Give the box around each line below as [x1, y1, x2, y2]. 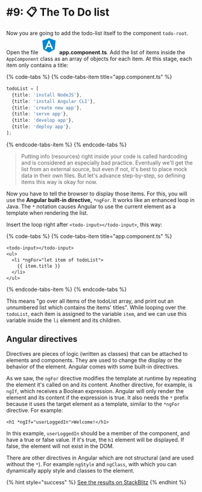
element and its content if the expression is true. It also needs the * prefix [6, 394, 189, 401]
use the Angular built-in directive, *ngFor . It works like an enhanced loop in [6, 196, 195, 203]
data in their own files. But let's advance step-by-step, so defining [21, 172, 186, 179]
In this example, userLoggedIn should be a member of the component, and [6, 429, 190, 437]
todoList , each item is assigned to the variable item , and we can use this [6, 310, 187, 317]
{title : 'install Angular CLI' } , [11, 98, 96, 104]
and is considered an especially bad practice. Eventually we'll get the [21, 159, 193, 166]
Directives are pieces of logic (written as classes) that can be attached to [6, 350, 188, 357]
